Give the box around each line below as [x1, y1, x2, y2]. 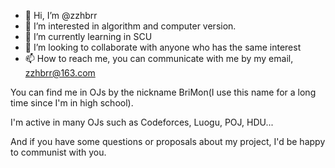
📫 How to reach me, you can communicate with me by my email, [24, 53, 294, 64]
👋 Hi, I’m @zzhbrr [24, 10, 98, 21]
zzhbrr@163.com [24, 67, 96, 79]
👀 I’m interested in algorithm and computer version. [24, 20, 237, 32]
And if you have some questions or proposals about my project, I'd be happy [10, 136, 326, 147]
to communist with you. [10, 146, 107, 158]
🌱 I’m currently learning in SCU [24, 31, 153, 42]
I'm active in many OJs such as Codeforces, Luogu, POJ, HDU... [10, 116, 274, 128]
